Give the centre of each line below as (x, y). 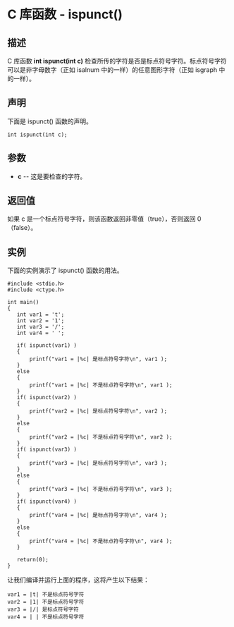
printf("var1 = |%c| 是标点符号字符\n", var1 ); (98, 359)
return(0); (33, 560)
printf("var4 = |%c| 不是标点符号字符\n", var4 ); (101, 541)
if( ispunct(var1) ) (47, 346)
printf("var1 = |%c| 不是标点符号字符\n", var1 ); (101, 385)
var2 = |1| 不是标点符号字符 (46, 602)
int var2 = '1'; (41, 321)
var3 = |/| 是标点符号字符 (43, 610)
